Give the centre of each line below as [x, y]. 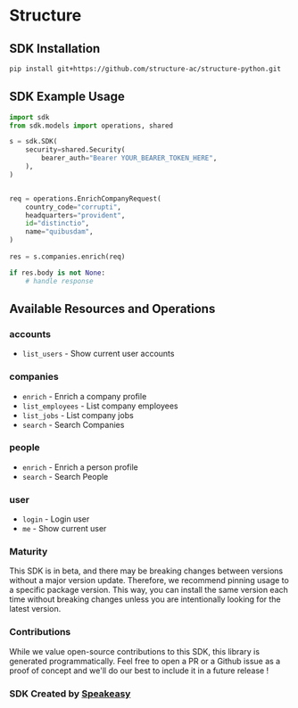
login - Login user [56, 519]
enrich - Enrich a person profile [80, 467]
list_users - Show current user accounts [98, 354]
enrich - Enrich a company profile [84, 396]
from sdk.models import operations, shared [91, 126]
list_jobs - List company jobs [78, 415]
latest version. [35, 609]
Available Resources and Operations [112, 309]
